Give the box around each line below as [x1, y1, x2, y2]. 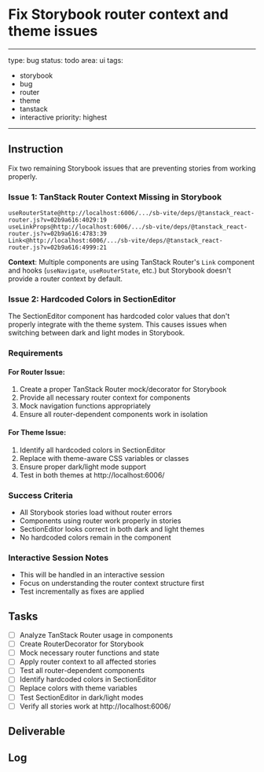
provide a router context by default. [8, 274, 123, 284]
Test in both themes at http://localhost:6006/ [19, 470, 165, 480]
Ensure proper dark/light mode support [19, 462, 147, 471]
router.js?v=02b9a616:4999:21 [8, 243, 108, 252]
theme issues [8, 22, 98, 40]
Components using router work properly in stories [19, 516, 181, 525]
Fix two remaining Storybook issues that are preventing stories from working [8, 163, 256, 173]
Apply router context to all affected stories [19, 657, 157, 667]
